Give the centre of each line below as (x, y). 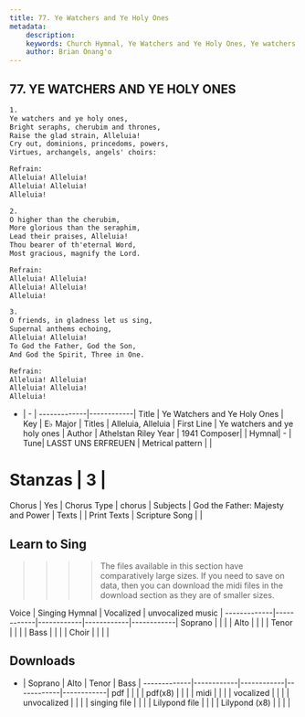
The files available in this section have (172, 566)
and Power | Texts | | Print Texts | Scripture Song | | (106, 515)
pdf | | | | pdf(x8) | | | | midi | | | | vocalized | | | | (200, 692)
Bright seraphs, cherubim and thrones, (85, 127)
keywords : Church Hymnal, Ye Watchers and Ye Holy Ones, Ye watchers (161, 43)
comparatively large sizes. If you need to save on (192, 575)
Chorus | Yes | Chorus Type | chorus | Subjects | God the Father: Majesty (147, 506)
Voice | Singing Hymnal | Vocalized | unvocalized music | (116, 613)
